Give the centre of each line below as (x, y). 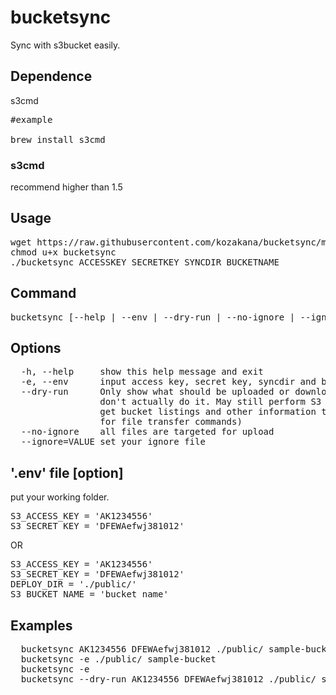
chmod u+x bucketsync (63, 252)
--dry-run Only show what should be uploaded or (155, 392)
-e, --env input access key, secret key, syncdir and (168, 382)
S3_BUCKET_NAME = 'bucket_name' (89, 594)
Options (36, 348)
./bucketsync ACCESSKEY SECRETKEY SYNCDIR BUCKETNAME (145, 262)
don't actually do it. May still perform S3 (210, 402)
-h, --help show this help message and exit (142, 372)
